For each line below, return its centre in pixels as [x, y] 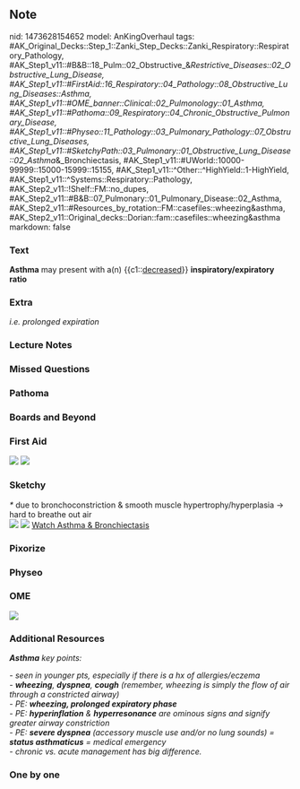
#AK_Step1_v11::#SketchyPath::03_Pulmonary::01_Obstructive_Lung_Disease [150, 151]
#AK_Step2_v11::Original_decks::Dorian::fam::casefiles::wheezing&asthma [145, 217]
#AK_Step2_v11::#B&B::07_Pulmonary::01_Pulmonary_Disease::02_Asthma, [146, 198]
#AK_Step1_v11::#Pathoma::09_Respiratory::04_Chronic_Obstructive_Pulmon [150, 112]
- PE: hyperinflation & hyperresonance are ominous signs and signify [140, 714]
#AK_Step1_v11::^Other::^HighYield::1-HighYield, [202, 169]
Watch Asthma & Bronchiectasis [90, 525]
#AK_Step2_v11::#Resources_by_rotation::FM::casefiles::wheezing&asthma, [147, 208]
